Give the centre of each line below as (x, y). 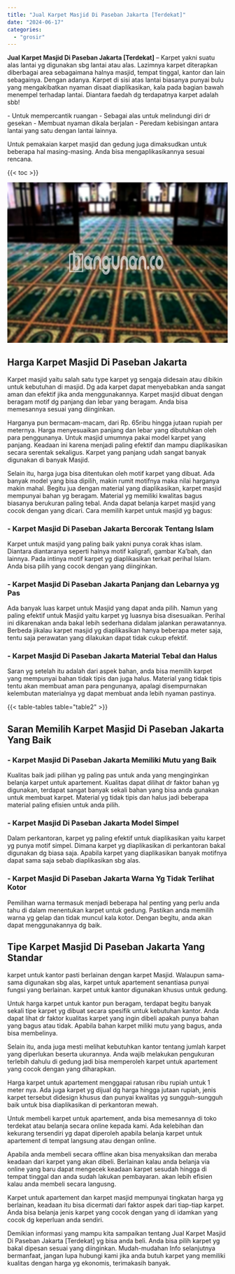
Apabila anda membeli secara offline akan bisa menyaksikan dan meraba (112, 1154)
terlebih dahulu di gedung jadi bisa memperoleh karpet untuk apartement (113, 1061)
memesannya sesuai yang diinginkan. (61, 409)
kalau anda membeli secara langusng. (62, 1184)
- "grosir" (29, 37)
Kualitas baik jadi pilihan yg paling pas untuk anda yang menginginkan (108, 775)
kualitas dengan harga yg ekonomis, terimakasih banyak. (89, 1263)
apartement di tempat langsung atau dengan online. (82, 1140)
